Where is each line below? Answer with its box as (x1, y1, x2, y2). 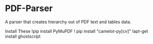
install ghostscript (5, 33, 41, 39)
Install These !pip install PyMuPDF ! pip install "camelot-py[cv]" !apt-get (5, 28, 149, 34)
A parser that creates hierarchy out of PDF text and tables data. (5, 19, 132, 25)
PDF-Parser (5, 3, 53, 14)
